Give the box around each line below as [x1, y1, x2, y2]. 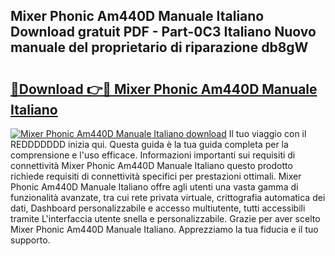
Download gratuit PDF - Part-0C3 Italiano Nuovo [10, 24, 317, 41]
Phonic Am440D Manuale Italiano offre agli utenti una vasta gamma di [10, 181, 299, 193]
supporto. [10, 234, 51, 246]
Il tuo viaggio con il [228, 128, 307, 139]
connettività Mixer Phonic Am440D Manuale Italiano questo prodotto [10, 160, 293, 171]
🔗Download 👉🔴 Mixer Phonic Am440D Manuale [10, 80, 318, 98]
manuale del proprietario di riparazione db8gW [10, 39, 309, 56]
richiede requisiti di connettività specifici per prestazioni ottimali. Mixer [10, 170, 302, 182]
